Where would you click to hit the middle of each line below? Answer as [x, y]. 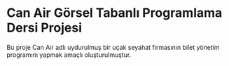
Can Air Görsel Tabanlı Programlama [114, 13]
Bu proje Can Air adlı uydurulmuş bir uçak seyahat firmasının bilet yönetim [113, 47]
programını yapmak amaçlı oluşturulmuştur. [69, 55]
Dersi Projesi [44, 28]
